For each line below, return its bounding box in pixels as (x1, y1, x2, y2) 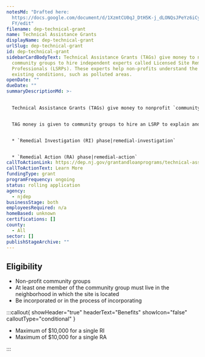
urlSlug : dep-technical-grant (6, 43, 84, 49)
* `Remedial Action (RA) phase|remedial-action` (12, 154, 138, 160)
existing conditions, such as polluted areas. (12, 71, 132, 77)
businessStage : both (6, 199, 59, 205)
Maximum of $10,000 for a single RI (15, 327, 105, 334)
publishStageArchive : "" (6, 239, 70, 245)
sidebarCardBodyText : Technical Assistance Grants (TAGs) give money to (6, 54, 195, 60)
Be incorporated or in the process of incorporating (15, 297, 142, 305)
